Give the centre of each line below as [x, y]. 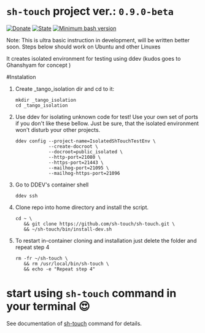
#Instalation [21, 77]
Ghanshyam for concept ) [39, 65]
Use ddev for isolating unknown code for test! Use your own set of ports [106, 117]
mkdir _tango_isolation [46, 100]
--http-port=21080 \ [75, 157]
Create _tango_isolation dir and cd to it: [65, 89]
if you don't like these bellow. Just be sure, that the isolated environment [107, 123]
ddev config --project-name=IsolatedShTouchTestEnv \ [85, 141]
